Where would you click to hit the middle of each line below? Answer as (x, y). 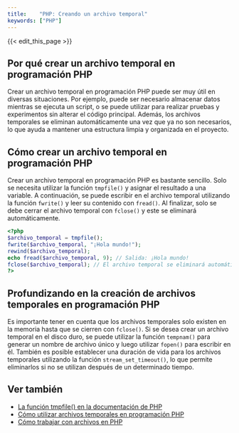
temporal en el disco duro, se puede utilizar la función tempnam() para (109, 337)
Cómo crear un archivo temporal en (87, 152)
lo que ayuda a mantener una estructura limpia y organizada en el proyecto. (118, 130)
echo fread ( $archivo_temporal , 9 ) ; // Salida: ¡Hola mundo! (99, 258)
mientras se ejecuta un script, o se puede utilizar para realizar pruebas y (113, 107)
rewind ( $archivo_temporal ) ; (49, 251)
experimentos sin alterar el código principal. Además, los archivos (104, 114)
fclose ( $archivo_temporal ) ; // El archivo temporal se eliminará (106, 265)
